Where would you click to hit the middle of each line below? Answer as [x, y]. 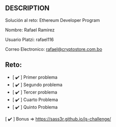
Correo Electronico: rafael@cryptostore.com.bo [54, 49]
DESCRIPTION [27, 8]
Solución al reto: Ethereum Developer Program [53, 20]
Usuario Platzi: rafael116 [29, 39]
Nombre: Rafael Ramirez [30, 30]
